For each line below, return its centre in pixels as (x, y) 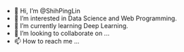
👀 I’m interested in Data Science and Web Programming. (96, 18)
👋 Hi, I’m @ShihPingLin (47, 11)
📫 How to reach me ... (47, 41)
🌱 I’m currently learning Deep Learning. (71, 26)
